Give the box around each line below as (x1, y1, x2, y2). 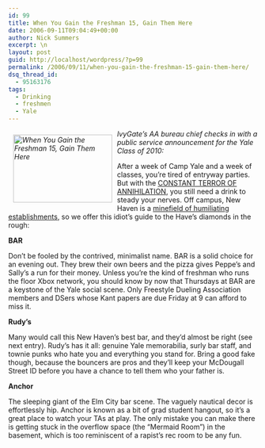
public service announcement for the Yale (117, 138, 254, 147)
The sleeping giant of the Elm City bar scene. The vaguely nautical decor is (8, 397, 253, 406)
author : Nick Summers (8, 33, 80, 42)
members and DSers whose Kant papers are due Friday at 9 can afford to (8, 293, 247, 302)
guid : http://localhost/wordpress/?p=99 (8, 56, 144, 64)
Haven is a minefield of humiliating (117, 204, 229, 213)
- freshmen (15, 100, 51, 108)
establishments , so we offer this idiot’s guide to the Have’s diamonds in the (8, 212, 252, 221)
